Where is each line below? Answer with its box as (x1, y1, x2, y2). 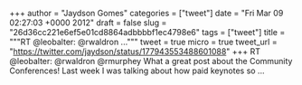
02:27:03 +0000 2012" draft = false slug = (9, 17, 167, 28)
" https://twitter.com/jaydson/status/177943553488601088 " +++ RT (9, 46, 260, 57)
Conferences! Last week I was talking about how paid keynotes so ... (9, 65, 265, 76)
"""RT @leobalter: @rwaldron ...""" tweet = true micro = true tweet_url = (9, 36, 278, 47)
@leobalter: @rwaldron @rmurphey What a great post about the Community (9, 56, 293, 66)
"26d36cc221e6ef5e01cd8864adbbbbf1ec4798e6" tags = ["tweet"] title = (9, 27, 286, 37)
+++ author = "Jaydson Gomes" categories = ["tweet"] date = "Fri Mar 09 (9, 8, 284, 18)
